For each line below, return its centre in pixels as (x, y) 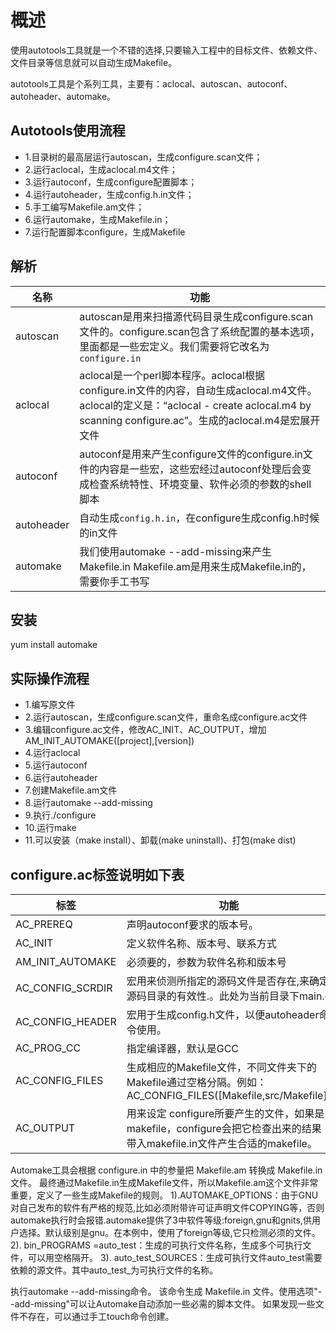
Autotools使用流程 (68, 131)
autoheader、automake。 (63, 96)
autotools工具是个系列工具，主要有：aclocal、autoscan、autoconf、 (151, 83)
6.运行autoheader (61, 778)
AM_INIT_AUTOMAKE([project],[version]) (109, 741)
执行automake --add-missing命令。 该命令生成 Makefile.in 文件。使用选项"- (166, 1291)
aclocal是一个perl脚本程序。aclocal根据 (172, 375)
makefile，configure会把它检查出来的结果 (224, 1128)
